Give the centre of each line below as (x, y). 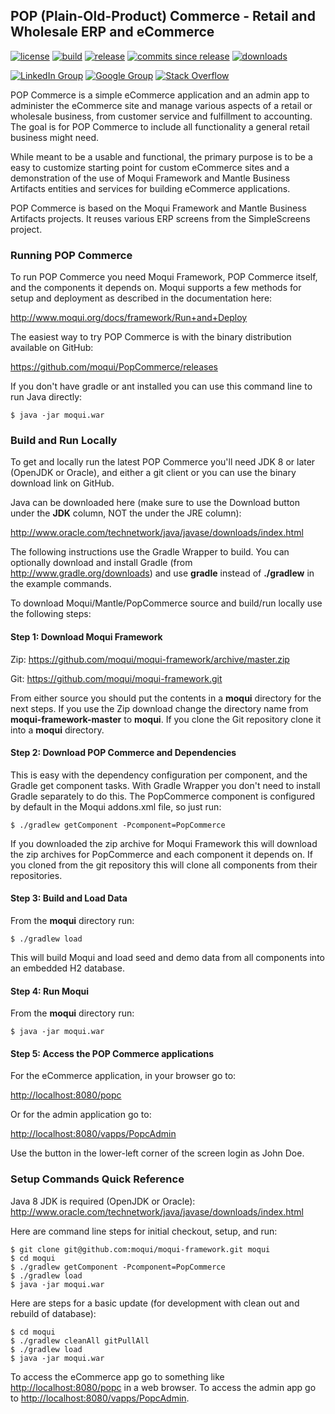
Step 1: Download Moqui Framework (86, 637)
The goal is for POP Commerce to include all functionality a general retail (160, 126)
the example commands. (61, 584)
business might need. (55, 137)
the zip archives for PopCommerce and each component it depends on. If (161, 854)
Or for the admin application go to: (81, 1115)
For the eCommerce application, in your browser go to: (123, 1076)
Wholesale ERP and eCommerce (112, 32)
